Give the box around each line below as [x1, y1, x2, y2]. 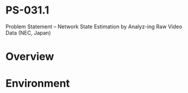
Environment [5, 77, 70, 90]
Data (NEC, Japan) [5, 29, 51, 36]
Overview [5, 50, 54, 64]
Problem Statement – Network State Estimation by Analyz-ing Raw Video [5, 23, 183, 30]
